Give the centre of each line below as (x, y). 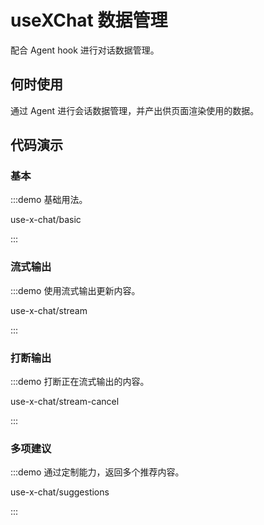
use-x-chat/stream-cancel (65, 402)
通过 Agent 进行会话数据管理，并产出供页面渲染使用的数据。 (135, 110)
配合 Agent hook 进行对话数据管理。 (85, 50)
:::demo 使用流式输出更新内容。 (75, 290)
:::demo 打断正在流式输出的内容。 (80, 382)
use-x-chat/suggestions (60, 492)
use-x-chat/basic (46, 220)
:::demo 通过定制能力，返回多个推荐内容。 (97, 472)
